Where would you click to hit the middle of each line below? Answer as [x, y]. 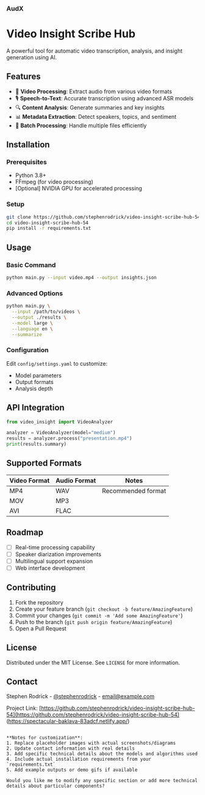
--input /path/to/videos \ [46, 312]
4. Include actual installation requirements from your [79, 759]
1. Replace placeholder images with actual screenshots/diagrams [91, 743]
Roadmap [25, 533]
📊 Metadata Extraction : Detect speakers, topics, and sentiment [96, 116]
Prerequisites [27, 162]
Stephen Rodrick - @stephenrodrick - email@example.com [81, 696]
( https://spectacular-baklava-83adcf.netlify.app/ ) [68, 722]
